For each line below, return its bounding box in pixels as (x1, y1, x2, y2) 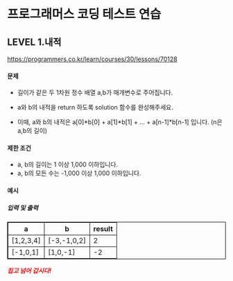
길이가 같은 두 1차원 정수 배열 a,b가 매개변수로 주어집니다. (17, 88, 173, 97)
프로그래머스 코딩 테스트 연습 (7, 6, 162, 22)
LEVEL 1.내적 (7, 36, 62, 48)
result (93, 223, 113, 233)
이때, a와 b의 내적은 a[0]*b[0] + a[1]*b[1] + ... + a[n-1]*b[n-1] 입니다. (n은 (17, 118, 223, 126)
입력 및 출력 (7, 203, 39, 212)
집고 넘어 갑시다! (7, 266, 52, 275)
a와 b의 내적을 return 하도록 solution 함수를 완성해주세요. (17, 103, 173, 112)
